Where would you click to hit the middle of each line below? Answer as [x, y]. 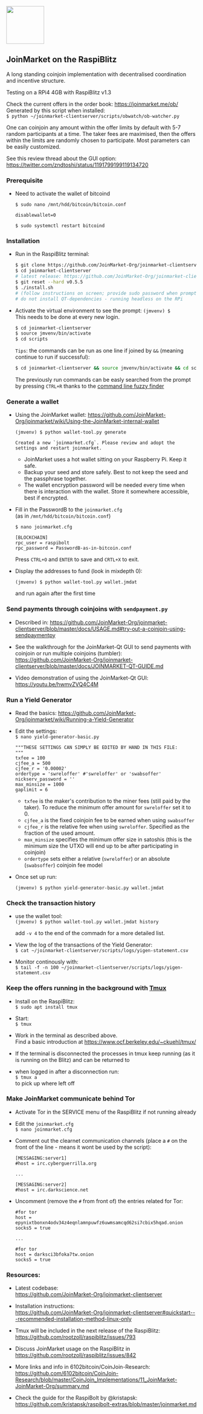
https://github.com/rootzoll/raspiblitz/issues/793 [75, 1337]
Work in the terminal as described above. [66, 1035]
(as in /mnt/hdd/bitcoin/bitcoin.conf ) [63, 516]
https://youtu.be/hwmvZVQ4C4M [56, 684]
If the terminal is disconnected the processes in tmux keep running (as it [105, 1053]
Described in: [32, 622]
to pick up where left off [45, 1083]
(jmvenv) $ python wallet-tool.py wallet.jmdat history [87, 922]
